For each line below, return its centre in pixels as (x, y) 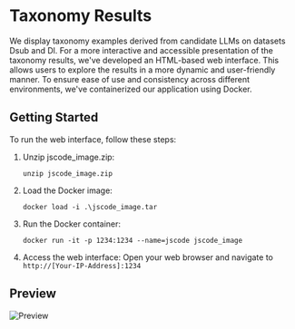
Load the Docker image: (68, 190)
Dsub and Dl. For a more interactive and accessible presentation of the (142, 50)
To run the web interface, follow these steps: (93, 139)
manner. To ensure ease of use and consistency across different (130, 79)
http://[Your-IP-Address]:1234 (82, 266)
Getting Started (54, 117)
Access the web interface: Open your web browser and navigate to (148, 257)
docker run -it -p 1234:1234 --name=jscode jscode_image (133, 240)
